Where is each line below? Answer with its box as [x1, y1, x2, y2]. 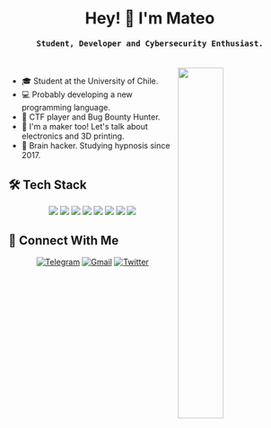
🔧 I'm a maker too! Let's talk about [21, 121, 149, 132]
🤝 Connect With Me [8, 233, 119, 248]
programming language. [21, 103, 111, 113]
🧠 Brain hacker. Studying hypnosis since [21, 140, 170, 151]
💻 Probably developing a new [21, 89, 134, 100]
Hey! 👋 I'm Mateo [84, 8, 215, 29]
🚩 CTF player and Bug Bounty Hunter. [21, 111, 161, 122]
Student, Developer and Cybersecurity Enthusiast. [36, 38, 264, 49]
